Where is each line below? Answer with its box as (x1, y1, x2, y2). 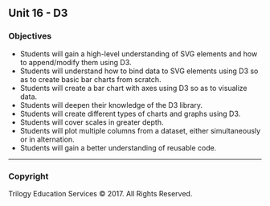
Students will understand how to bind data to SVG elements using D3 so (19, 66, 259, 76)
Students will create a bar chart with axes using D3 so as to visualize (19, 83, 247, 93)
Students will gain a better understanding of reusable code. (19, 142, 217, 152)
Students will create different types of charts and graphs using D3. (19, 109, 241, 118)
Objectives (8, 31, 52, 42)
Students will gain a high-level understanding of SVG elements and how (19, 48, 258, 59)
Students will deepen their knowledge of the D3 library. (19, 100, 203, 109)
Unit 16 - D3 (8, 6, 68, 20)
